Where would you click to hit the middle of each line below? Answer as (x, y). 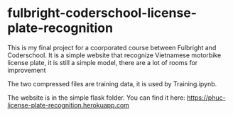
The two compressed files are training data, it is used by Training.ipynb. (112, 83)
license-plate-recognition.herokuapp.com (69, 105)
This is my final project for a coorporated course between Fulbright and (112, 47)
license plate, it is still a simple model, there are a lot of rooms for (103, 62)
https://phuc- (206, 98)
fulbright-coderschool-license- (102, 13)
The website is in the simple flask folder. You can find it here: (97, 98)
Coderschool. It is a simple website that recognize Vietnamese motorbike (114, 55)
